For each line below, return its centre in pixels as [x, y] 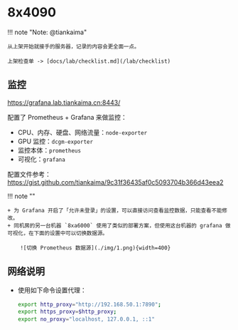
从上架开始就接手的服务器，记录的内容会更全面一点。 [74, 46]
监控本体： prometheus [49, 150]
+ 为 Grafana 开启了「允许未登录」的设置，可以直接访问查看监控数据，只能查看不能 [115, 210]
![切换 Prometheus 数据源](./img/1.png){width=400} [96, 248]
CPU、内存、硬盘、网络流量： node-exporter [82, 132]
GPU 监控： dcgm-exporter [55, 141]
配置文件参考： [29, 174]
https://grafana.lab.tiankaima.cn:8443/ [64, 102]
